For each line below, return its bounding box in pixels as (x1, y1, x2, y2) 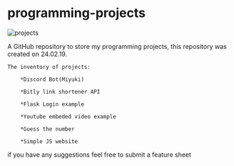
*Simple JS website (20, 138, 78, 145)
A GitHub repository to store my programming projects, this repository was (7, 42, 227, 50)
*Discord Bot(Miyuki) (20, 76, 84, 83)
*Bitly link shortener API (20, 88, 101, 95)
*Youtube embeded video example (20, 113, 116, 120)
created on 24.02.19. (7, 50, 68, 58)
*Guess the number (20, 126, 75, 133)
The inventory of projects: (7, 63, 91, 70)
